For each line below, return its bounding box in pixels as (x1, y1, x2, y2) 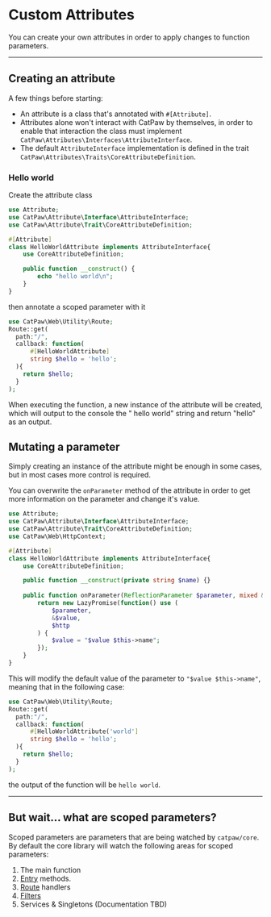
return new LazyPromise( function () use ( (37, 599, 179, 607)
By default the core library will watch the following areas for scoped (8, 840, 234, 850)
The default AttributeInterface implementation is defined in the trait (19, 143, 249, 152)
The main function (19, 865, 81, 874)
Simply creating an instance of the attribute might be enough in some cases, (8, 461, 262, 471)
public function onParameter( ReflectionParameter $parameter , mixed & (23, 591, 265, 600)
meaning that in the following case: (8, 681, 125, 691)
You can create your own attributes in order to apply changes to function (8, 32, 250, 42)
